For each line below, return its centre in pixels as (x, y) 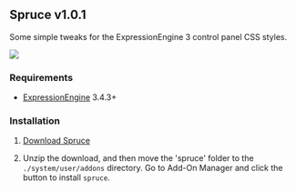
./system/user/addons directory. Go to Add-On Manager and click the (153, 168)
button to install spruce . (66, 177)
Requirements (41, 77)
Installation (35, 121)
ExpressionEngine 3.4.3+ (70, 97)
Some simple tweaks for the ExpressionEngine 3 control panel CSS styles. (148, 36)
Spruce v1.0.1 (48, 15)
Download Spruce (56, 141)
